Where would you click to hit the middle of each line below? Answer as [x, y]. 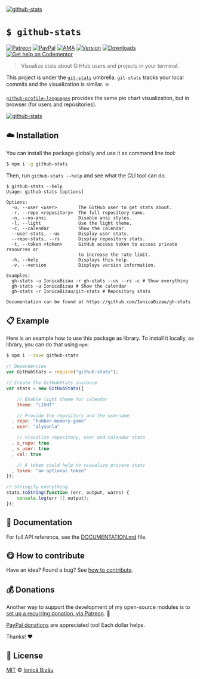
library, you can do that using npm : [48, 345]
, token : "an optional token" [49, 470]
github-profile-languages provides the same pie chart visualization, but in [98, 98]
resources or [22, 249]
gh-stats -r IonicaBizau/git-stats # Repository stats [81, 291]
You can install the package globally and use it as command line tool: [91, 153]
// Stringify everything [37, 487]
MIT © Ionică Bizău [30, 670]
